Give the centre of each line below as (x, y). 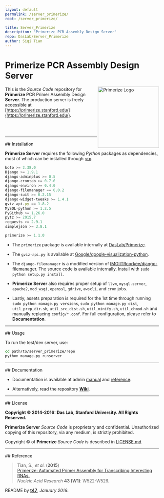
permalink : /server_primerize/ (37, 14)
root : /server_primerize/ (31, 19)
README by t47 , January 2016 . (37, 490)
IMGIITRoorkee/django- (134, 263)
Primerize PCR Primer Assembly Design (45, 94)
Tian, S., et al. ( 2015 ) (38, 465)
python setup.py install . (38, 274)
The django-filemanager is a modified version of (61, 263)
